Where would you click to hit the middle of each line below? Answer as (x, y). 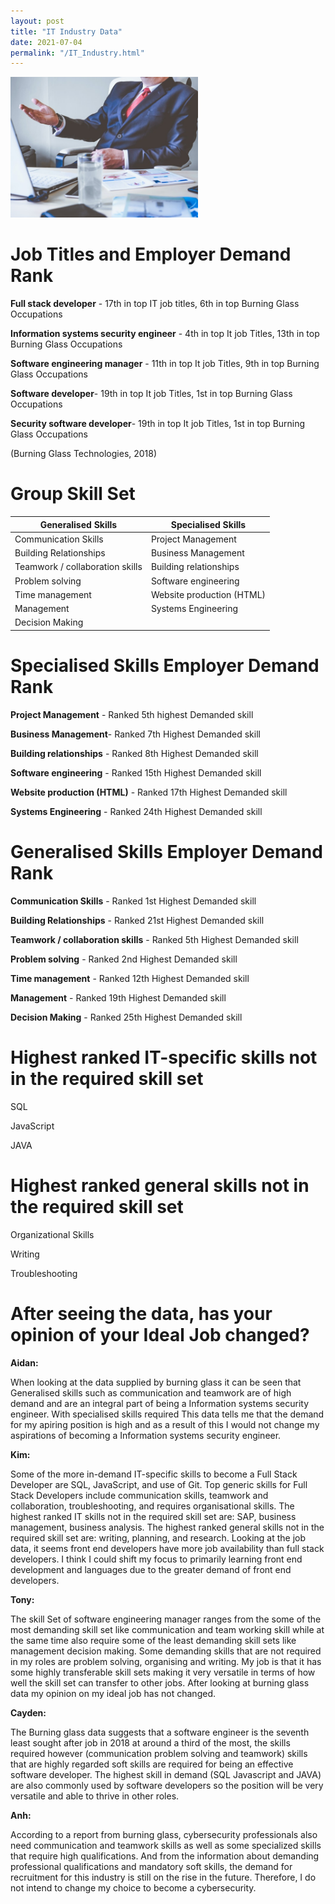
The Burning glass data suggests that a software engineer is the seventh (160, 1732)
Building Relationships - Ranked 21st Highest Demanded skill (137, 920)
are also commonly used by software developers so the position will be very (167, 1785)
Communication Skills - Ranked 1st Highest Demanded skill (133, 901)
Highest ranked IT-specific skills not (164, 1057)
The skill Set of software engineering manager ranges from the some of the (166, 1619)
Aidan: (24, 1362)
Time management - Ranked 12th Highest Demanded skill (130, 978)
